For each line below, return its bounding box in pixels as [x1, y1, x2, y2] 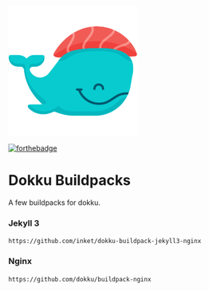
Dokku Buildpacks [8, 171, 132, 190]
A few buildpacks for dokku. [8, 198, 101, 207]
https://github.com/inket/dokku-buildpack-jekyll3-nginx [8, 238, 202, 246]
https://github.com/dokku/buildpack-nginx [8, 275, 152, 283]
